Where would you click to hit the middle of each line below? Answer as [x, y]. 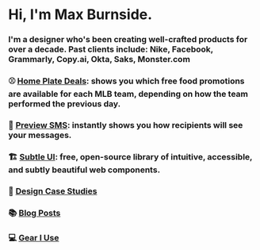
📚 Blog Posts [34, 213]
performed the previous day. [65, 104]
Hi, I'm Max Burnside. [80, 15]
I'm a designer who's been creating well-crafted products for [128, 40]
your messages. [40, 135]
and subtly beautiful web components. [84, 170]
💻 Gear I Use [34, 237]
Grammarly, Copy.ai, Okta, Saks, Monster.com [99, 60]
